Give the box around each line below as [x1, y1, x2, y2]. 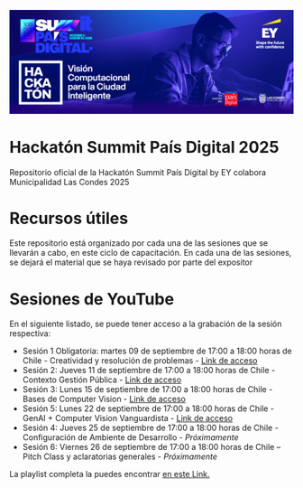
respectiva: [9, 328, 51, 339]
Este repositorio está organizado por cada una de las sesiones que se [9, 238, 269, 249]
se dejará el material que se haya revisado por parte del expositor [9, 257, 253, 267]
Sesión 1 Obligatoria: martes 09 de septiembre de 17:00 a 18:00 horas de [22, 345, 292, 357]
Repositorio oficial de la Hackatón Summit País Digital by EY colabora [9, 166, 267, 177]
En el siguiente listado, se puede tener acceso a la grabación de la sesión [9, 318, 282, 330]
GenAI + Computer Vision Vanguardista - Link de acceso [22, 413, 233, 424]
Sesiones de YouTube [9, 288, 174, 309]
